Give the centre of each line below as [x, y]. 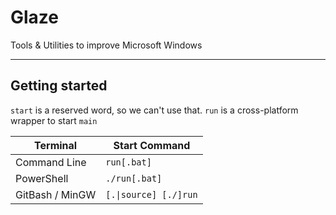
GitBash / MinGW [56, 194]
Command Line [51, 162]
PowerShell [42, 178]
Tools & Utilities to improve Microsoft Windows [106, 45]
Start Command [152, 145]
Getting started [59, 86]
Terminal [56, 145]
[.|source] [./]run [151, 194]
